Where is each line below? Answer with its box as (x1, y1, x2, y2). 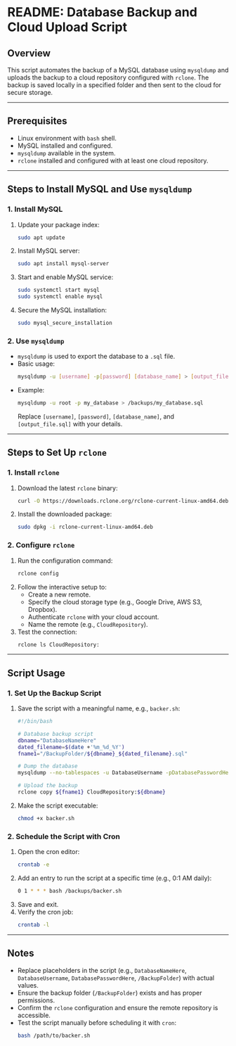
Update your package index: (17, 220, 100, 229)
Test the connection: (17, 627, 77, 636)
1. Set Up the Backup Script (7, 688, 102, 698)
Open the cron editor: (17, 848, 80, 856)
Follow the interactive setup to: (17, 582, 107, 591)
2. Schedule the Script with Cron (7, 831, 121, 841)
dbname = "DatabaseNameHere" (17, 736, 97, 744)
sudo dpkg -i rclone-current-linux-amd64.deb (17, 523, 153, 531)
